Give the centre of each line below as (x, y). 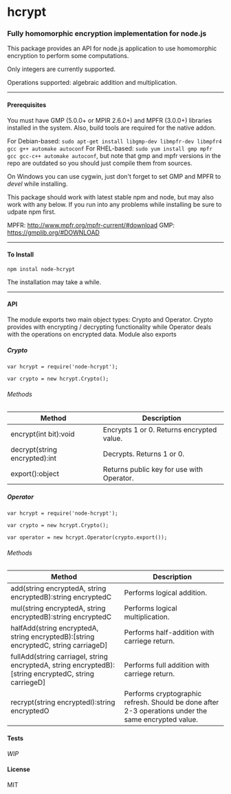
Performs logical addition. (166, 593)
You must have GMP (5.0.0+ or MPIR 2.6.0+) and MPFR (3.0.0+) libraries (109, 120)
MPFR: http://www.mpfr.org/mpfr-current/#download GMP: (91, 225)
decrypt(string (34, 450)
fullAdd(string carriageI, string (59, 657)
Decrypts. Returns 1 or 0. (144, 454)
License (19, 769)
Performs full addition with (167, 665)
